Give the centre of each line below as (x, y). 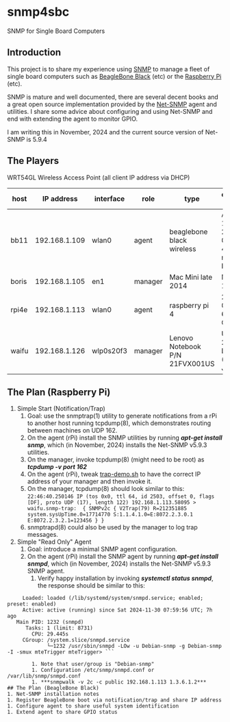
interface (110, 198)
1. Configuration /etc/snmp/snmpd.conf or (93, 670)
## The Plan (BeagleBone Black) (53, 688)
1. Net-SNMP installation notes (53, 694)
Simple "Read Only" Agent (54, 542)
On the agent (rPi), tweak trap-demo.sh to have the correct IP (114, 474)
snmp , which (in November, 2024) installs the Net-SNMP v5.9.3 (117, 445)
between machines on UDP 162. (72, 431)
